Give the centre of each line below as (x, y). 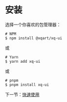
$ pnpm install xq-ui (27, 85)
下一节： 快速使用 (22, 94)
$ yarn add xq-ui (23, 61)
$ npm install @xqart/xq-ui (34, 38)
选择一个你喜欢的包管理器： (33, 25)
